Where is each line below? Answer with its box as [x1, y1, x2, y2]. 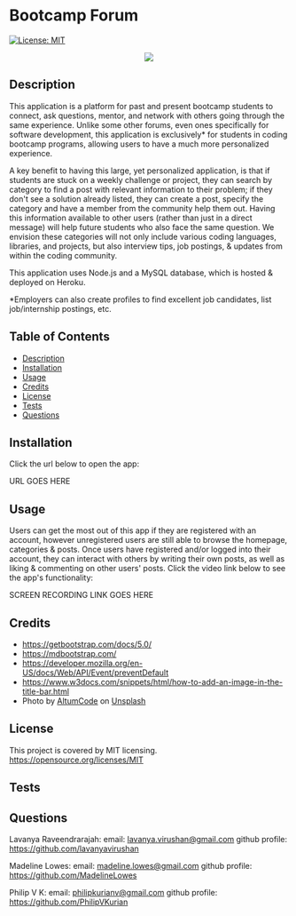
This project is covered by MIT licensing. [9, 745, 158, 755]
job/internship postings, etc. [9, 303, 113, 314]
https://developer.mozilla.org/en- [21, 658, 144, 668]
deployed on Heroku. [9, 276, 86, 287]
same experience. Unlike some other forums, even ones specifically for [9, 119, 269, 130]
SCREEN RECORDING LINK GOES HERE [9, 590, 153, 601]
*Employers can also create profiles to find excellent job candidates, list [9, 294, 272, 305]
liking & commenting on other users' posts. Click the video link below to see [9, 563, 286, 574]
